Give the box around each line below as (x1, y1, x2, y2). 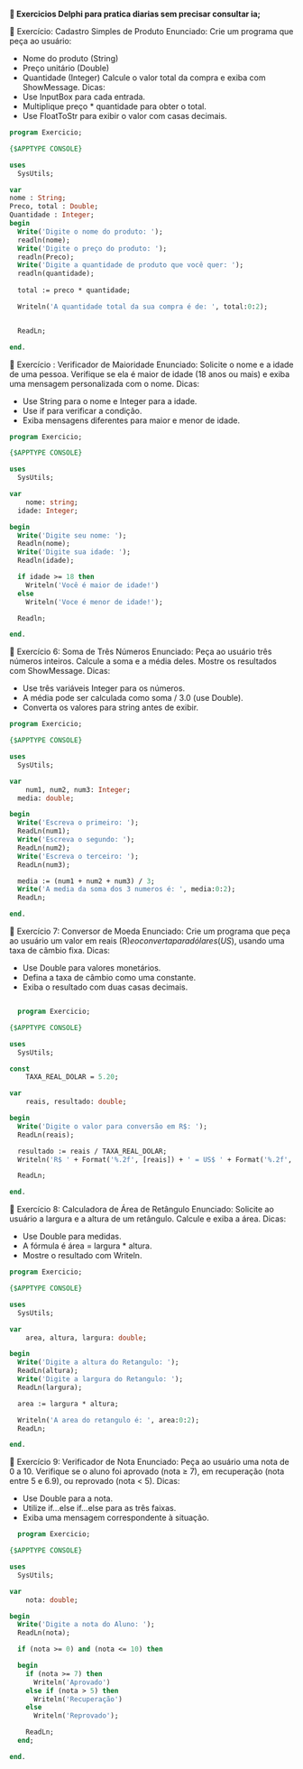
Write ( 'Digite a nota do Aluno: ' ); (17, 1620, 155, 1629)
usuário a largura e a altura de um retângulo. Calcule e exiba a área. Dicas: (9, 1213, 287, 1224)
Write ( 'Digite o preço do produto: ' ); (17, 244, 168, 253)
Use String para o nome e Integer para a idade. (22, 395, 197, 406)
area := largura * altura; (17, 1399, 119, 1408)
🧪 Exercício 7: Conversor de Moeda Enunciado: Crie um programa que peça (9, 926, 291, 936)
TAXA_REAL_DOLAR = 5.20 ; (25, 1073, 119, 1082)
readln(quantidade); (17, 269, 95, 279)
